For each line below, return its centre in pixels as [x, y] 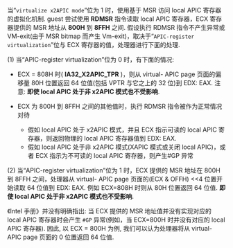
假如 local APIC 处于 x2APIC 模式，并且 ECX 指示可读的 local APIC [122, 130]
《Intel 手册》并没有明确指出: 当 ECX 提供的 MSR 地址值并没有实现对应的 [109, 211]
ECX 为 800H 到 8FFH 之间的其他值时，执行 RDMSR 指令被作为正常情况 [120, 106]
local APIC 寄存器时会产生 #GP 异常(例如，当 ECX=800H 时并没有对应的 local [116, 220]
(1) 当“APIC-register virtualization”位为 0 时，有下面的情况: [91, 60]
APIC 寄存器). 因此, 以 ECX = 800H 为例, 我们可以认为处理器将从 [99, 228]
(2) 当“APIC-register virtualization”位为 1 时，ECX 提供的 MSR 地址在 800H [114, 170]
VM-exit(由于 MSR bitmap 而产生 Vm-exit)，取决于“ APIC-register [101, 36]
